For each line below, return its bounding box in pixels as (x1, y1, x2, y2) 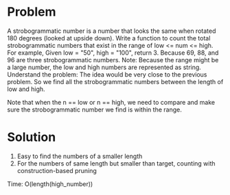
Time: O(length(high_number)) (7, 179, 93, 188)
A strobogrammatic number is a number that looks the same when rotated (7, 27, 216, 35)
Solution (7, 129, 56, 145)
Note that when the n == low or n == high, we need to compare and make (7, 98, 216, 106)
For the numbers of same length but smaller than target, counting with (16, 159, 216, 168)
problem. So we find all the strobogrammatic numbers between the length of (7, 77, 224, 86)
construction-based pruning (16, 166, 97, 174)
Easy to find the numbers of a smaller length (16, 152, 143, 160)
